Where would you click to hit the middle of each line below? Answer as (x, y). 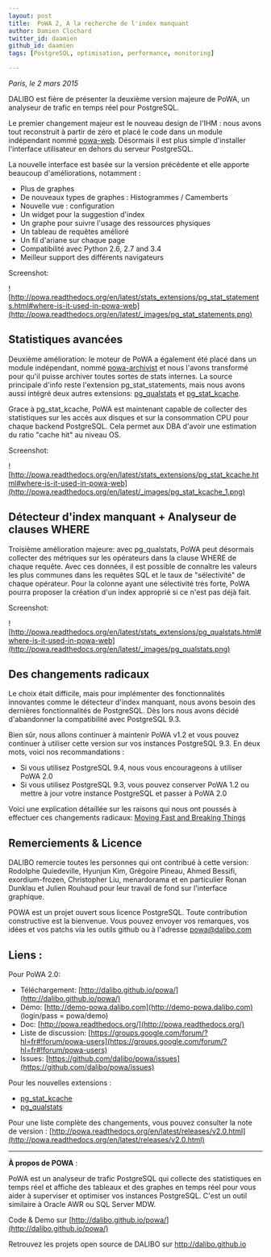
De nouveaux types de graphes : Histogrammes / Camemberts (124, 197)
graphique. (27, 897)
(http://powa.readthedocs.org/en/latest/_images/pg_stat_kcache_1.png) (127, 491)
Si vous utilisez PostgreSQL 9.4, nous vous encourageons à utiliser (131, 768)
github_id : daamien (41, 46)
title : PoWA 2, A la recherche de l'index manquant (99, 23)
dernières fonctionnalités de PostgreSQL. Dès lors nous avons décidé (124, 711)
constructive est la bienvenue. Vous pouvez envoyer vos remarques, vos (129, 921)
